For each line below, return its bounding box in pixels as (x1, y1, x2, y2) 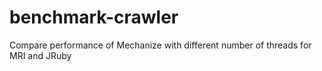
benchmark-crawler (9, 6, 179, 29)
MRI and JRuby (9, 49, 72, 61)
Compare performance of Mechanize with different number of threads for (9, 39, 312, 51)
